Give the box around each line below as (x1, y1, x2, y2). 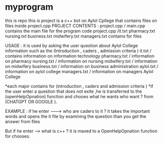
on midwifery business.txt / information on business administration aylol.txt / (5, 63, 159, 69)
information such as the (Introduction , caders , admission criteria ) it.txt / (5, 48, 152, 54)
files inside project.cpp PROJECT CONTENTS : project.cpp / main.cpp (5, 22, 145, 28)
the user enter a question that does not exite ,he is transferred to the (5, 88, 142, 94)
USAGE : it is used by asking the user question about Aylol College (5, 42, 138, 48)
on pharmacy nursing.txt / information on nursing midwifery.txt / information (5, 58, 158, 64)
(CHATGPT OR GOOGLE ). (5, 99, 57, 104)
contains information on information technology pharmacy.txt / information (5, 53, 155, 59)
